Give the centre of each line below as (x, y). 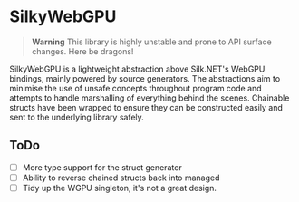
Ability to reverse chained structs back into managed (121, 178)
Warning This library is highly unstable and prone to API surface (151, 42)
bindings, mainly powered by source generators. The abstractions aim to (145, 78)
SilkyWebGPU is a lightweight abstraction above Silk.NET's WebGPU (137, 69)
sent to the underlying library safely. (77, 117)
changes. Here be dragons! (82, 51)
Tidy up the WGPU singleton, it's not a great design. (120, 188)
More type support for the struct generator (102, 167)
